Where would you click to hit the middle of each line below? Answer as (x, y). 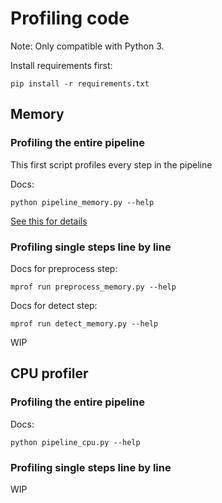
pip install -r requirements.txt (80, 83)
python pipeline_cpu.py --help (75, 442)
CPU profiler (49, 373)
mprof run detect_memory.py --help (84, 323)
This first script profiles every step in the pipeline (111, 164)
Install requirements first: (61, 65)
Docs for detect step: (54, 305)
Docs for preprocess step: (64, 268)
